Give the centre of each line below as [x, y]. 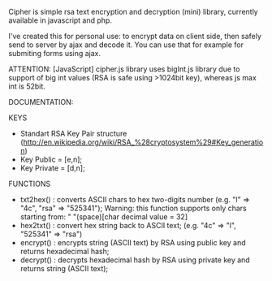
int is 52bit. [27, 86]
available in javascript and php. [60, 20]
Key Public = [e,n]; [51, 159]
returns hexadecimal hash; [65, 251]
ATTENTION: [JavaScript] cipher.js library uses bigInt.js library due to [124, 69]
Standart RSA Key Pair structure [73, 134]
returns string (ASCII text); [64, 268]
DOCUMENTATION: [41, 102]
